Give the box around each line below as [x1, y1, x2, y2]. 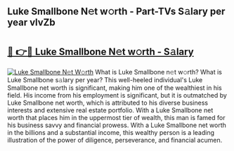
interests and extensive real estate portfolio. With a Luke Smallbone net [7, 106, 214, 114]
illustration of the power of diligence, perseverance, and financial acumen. [7, 136, 223, 144]
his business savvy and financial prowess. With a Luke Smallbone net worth [7, 121, 226, 129]
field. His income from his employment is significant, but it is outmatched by [7, 91, 227, 99]
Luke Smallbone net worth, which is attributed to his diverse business [7, 98, 209, 107]
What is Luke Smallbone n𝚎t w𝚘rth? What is [94, 68, 223, 76]
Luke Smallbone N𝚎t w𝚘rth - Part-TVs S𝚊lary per [7, 6, 226, 18]
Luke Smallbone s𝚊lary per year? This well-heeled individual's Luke [7, 76, 203, 84]
